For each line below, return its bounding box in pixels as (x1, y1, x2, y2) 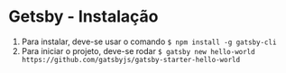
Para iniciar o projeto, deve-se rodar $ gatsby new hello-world (21, 45, 255, 56)
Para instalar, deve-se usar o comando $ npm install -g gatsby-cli (21, 36, 277, 47)
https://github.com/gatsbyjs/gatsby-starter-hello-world (21, 55, 241, 64)
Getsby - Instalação (8, 6, 159, 27)
